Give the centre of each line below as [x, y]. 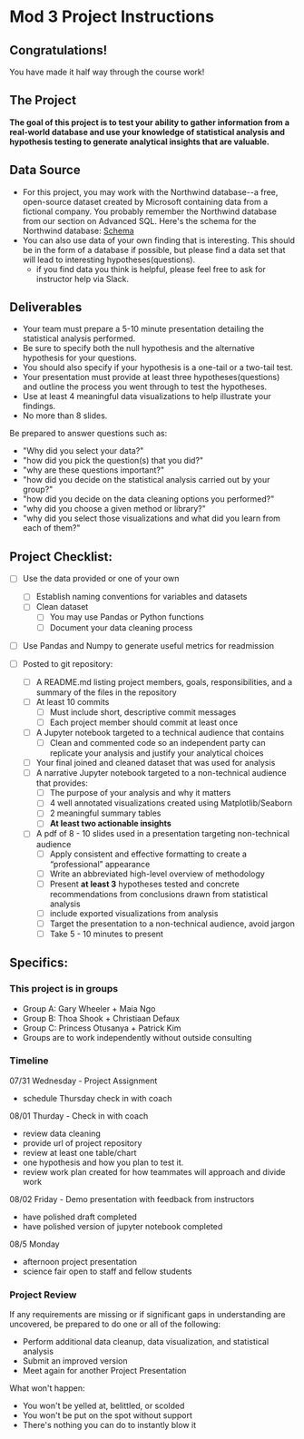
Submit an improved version [75, 1361]
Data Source [45, 170]
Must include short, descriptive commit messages [143, 712]
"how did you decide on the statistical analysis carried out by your [146, 480]
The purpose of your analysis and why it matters [140, 793]
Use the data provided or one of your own [101, 579]
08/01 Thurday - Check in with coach [79, 1116]
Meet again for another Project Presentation [104, 1371]
